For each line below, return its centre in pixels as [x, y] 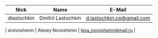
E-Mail [118, 10]
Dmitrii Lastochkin [60, 18]
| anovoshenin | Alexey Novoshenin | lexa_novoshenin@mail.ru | [70, 30]
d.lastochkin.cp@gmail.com [118, 18]
